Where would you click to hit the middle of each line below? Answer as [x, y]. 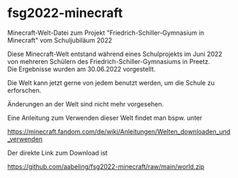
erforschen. [24, 90]
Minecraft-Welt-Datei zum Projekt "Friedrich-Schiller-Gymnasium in [106, 33]
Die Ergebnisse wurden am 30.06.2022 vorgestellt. [81, 69]
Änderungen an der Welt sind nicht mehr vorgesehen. [86, 104]
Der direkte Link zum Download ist [57, 152]
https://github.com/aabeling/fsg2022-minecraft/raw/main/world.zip [106, 166]
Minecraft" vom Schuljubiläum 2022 [60, 40]
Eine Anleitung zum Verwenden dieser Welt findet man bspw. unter [105, 118]
